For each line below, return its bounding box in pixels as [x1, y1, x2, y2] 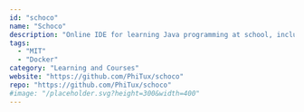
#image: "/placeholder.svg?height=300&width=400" [9, 89, 201, 98]
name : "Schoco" [9, 22, 67, 31]
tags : [9, 38, 30, 48]
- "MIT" [17, 47, 47, 56]
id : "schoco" [9, 13, 59, 23]
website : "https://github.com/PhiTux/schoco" [9, 72, 184, 81]
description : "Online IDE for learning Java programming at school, [9, 30, 273, 39]
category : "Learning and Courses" [9, 64, 140, 73]
